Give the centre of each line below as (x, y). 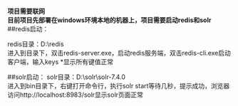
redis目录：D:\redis (36, 44)
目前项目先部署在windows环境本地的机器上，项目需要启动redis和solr (109, 20)
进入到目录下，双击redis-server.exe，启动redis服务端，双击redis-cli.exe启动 (119, 53)
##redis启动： (28, 29)
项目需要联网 (26, 11)
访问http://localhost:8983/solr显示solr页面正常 (76, 95)
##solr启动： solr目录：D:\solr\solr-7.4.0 (67, 77)
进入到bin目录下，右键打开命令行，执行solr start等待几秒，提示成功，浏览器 (119, 86)
